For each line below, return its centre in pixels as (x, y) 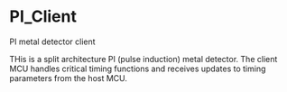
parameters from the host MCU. (69, 78)
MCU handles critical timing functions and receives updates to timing (138, 69)
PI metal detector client (53, 41)
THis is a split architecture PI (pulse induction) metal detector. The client (143, 59)
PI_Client (43, 17)
